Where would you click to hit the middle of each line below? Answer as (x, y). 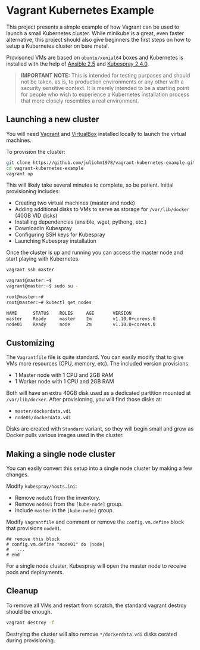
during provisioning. (31, 640)
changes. (18, 474)
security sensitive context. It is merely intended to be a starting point (105, 88)
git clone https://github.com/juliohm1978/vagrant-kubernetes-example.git (101, 162)
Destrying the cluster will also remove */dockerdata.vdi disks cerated (92, 634)
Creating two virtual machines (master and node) (75, 203)
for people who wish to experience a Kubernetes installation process (105, 94)
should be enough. (29, 611)
